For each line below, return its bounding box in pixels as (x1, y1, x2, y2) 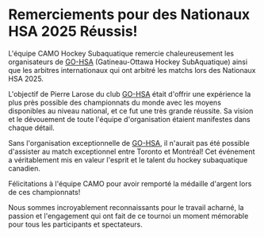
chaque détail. (8, 123, 55, 132)
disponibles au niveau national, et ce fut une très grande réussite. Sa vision (8, 105, 254, 116)
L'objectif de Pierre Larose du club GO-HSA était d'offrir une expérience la (8, 89, 251, 98)
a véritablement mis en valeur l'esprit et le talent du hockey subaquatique (8, 155, 248, 164)
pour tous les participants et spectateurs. (8, 220, 143, 229)
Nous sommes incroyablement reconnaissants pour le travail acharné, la (8, 202, 244, 212)
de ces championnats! (8, 187, 81, 197)
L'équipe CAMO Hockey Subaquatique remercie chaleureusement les (8, 48, 235, 58)
